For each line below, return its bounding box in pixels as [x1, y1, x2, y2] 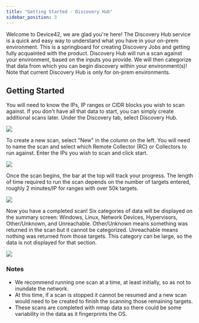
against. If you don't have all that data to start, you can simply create [6, 108, 174, 115]
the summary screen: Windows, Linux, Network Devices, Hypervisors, [6, 214, 178, 221]
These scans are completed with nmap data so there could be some [14, 304, 182, 311]
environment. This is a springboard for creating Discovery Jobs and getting [6, 43, 190, 51]
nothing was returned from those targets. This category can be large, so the [6, 233, 192, 240]
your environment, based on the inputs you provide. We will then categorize [6, 56, 192, 63]
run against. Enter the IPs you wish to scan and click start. [6, 149, 149, 156]
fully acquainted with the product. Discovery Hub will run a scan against [6, 49, 182, 57]
